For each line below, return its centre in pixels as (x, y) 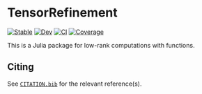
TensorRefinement (63, 13)
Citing (21, 67)
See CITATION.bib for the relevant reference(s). (75, 84)
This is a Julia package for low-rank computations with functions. (101, 45)
